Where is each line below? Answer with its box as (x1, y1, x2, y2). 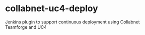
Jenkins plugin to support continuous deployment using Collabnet (5, 19, 140, 25)
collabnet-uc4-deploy (5, 3, 98, 14)
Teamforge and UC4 (5, 24, 47, 30)
